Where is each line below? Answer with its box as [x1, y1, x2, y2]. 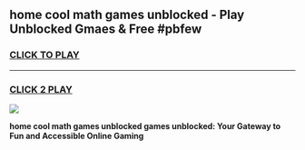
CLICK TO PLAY [9, 49, 80, 62]
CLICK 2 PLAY [9, 83, 73, 95]
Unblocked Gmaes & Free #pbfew [9, 22, 202, 37]
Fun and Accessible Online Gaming [9, 130, 144, 141]
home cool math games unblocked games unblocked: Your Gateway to [9, 120, 281, 131]
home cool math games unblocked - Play [9, 7, 245, 23]
